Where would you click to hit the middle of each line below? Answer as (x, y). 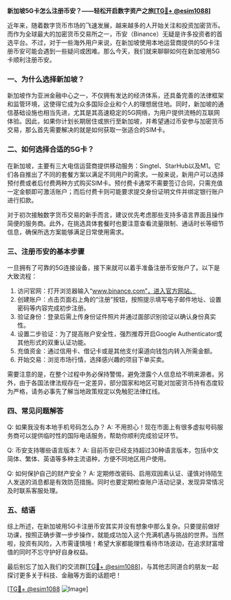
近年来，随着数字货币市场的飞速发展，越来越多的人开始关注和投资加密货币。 (115, 25)
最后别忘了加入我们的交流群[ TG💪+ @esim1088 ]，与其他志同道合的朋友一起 (113, 567)
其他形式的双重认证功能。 (53, 342)
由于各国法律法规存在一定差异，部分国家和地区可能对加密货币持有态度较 (121, 382)
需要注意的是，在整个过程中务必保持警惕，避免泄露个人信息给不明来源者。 (112, 374)
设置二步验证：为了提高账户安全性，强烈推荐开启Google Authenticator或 (120, 333)
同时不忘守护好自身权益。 (55, 552)
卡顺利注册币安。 (31, 60)
